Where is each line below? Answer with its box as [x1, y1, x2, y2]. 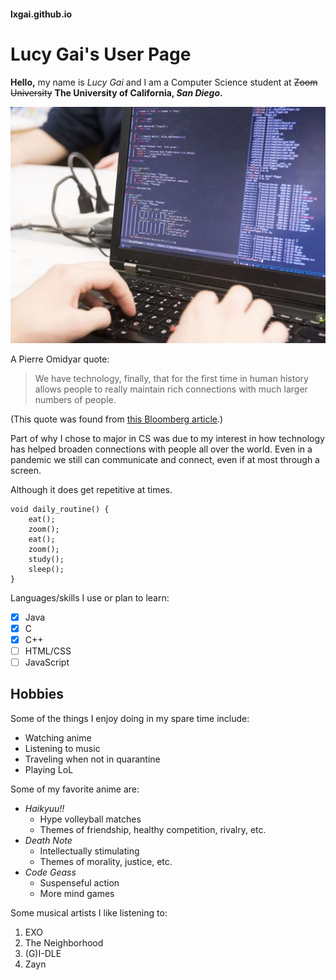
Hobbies [10, 686, 65, 703]
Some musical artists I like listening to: [10, 906, 168, 919]
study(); [28, 554, 65, 564]
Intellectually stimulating [39, 845, 140, 857]
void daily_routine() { [10, 504, 110, 514]
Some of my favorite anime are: [10, 783, 140, 795]
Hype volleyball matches [39, 813, 142, 825]
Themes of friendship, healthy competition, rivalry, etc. [39, 823, 267, 835]
